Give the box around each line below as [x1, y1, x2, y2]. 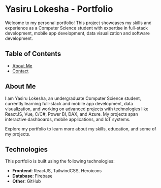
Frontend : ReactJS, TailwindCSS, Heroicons [12, 168, 102, 174]
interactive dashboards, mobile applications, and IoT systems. [5, 116, 130, 122]
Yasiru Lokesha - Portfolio [5, 3, 113, 15]
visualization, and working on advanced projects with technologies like [5, 106, 149, 112]
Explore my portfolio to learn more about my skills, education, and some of [5, 125, 157, 131]
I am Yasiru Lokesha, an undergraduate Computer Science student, [5, 95, 141, 101]
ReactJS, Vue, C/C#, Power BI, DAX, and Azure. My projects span [5, 111, 138, 117]
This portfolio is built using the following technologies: [5, 158, 115, 164]
